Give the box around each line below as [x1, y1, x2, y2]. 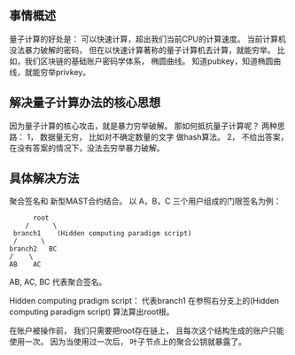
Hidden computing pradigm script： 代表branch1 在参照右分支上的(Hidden [9, 296, 280, 306]
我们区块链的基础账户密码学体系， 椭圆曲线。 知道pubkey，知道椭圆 [24, 56, 274, 66]
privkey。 [55, 66, 91, 77]
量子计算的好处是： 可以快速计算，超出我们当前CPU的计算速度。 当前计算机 [9, 34, 286, 44]
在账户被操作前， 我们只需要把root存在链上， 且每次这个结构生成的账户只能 [9, 326, 285, 336]
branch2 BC [9, 244, 58, 254]
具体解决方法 [9, 171, 80, 186]
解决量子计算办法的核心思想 [9, 96, 161, 111]
